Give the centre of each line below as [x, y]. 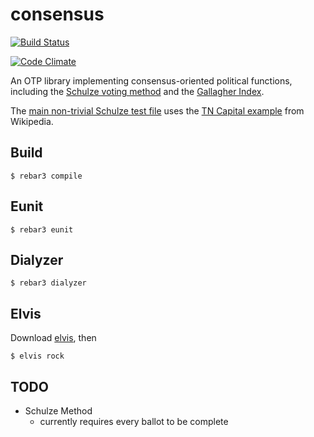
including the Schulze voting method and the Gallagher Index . [137, 91]
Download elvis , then [53, 338]
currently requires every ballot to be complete [134, 421]
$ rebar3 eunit [42, 229]
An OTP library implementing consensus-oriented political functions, [151, 80]
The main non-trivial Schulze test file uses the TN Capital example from [157, 110]
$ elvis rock [37, 356]
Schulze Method [58, 411]
